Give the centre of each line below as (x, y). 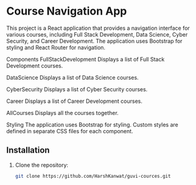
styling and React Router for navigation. (56, 47)
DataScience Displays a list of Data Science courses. (72, 77)
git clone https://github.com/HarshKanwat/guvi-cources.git (93, 176)
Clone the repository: (42, 165)
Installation (28, 150)
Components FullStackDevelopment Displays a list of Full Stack (86, 59)
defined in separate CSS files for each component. (70, 131)
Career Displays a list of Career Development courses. (75, 101)
